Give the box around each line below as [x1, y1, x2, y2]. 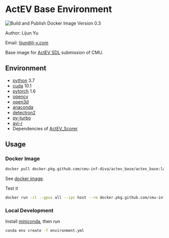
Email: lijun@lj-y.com [5, 39, 49, 46]
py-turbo [12, 115, 31, 121]
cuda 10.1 [12, 83, 32, 89]
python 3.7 [12, 77, 35, 84]
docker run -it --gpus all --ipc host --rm [5, 195, 98, 200]
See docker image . [5, 176, 44, 182]
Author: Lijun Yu [5, 30, 39, 36]
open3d [12, 99, 29, 105]
